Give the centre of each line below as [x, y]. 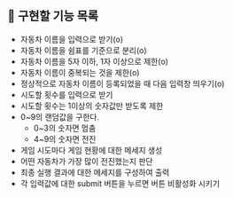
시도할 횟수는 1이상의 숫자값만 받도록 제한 [92, 106]
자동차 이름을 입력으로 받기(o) [72, 39]
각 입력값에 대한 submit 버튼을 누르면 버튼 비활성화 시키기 [120, 183]
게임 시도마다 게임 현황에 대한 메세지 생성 [91, 150]
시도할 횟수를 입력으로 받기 [66, 94]
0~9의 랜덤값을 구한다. [60, 116]
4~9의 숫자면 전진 [65, 138]
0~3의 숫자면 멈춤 [65, 128]
